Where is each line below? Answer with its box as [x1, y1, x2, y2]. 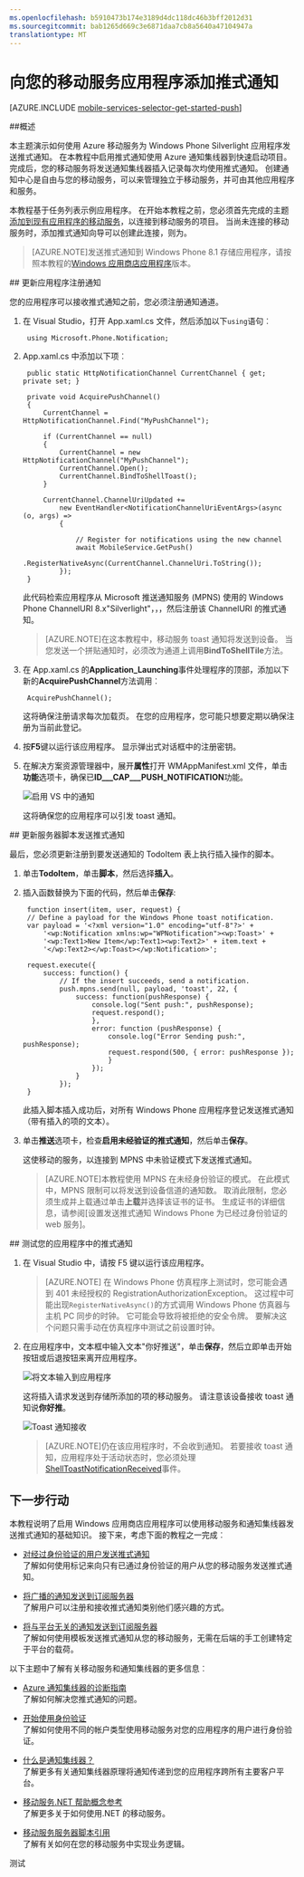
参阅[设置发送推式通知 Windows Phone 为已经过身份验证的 [69, 1208, 288, 1219]
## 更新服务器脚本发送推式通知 [9, 829, 125, 840]
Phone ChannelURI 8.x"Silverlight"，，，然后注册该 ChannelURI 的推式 [22, 603, 279, 614]
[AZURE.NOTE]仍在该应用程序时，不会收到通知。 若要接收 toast [44, 1441, 283, 1451]
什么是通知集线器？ [22, 1755, 95, 1766]
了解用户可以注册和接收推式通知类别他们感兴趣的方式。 [22, 1602, 229, 1613]
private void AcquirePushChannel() [26, 393, 161, 402]
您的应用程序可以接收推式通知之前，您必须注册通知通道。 [9, 296, 223, 308]
